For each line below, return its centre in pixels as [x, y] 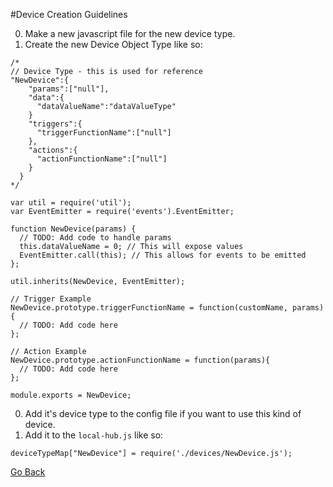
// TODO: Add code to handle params [95, 238]
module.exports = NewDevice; [71, 395]
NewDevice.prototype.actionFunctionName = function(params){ [140, 360]
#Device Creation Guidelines [69, 14]
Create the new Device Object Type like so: [113, 44]
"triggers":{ [55, 124]
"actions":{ [53, 150]
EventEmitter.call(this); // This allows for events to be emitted [163, 255]
